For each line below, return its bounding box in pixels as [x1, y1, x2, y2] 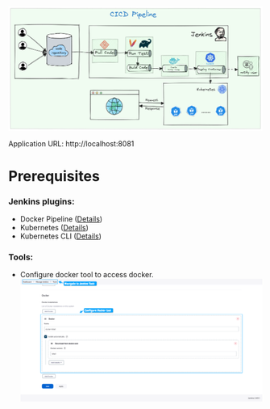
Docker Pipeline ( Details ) [19, 214, 103, 224]
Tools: [8, 251, 34, 263]
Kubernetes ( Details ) [19, 223, 89, 233]
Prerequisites [8, 167, 101, 185]
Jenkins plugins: [8, 196, 75, 207]
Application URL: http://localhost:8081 [8, 138, 135, 148]
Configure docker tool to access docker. [19, 270, 154, 280]
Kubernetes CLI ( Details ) [19, 231, 102, 241]
